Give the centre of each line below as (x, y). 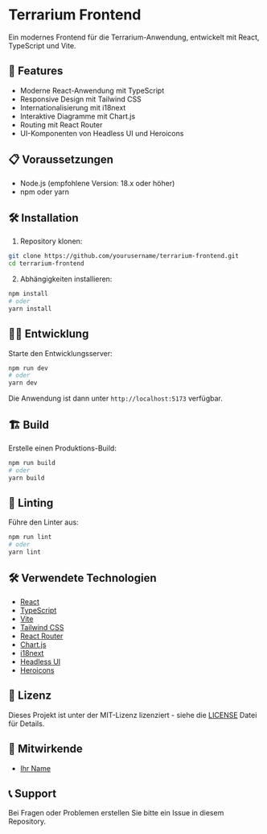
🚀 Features (36, 71)
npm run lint (30, 537)
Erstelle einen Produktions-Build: (62, 448)
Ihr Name (35, 768)
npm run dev (28, 368)
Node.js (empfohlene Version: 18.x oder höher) (97, 183)
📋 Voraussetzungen (61, 160)
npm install (28, 294)
